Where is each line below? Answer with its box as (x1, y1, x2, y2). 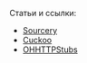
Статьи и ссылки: (9, 8, 77, 18)
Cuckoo (22, 35, 53, 45)
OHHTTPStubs (22, 44, 79, 55)
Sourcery (22, 25, 58, 35)
